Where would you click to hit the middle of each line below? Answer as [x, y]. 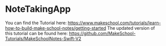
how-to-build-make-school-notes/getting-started [56, 28]
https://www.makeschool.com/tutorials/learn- [114, 23]
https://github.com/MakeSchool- [102, 33]
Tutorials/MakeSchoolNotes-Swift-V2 [43, 39]
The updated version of [131, 28]
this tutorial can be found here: [37, 33]
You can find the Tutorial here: [36, 23]
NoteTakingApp [38, 9]
